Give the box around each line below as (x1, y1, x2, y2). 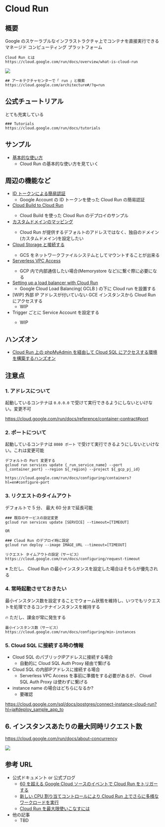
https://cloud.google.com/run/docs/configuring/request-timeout (5, 556, 140, 561)
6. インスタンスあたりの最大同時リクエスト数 (5, 722, 142, 730)
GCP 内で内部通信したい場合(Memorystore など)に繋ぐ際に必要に (19, 268, 153, 274)
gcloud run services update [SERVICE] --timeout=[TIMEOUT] (5, 520, 129, 525)
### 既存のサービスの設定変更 (5, 515, 58, 521)
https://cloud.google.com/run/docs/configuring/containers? (5, 475, 132, 481)
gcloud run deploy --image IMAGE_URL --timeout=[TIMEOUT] (5, 542, 127, 547)
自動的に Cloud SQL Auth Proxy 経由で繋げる (19, 660, 111, 666)
